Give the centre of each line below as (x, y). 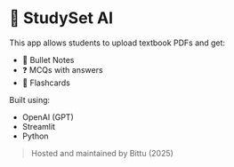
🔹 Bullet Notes (48, 60)
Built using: (30, 99)
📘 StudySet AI (61, 18)
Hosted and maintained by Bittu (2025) (102, 153)
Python (35, 136)
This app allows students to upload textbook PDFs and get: (117, 43)
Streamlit (39, 126)
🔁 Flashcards (46, 83)
